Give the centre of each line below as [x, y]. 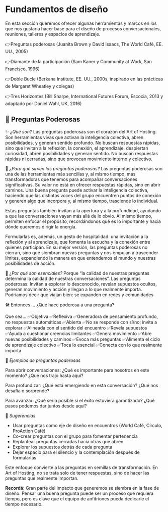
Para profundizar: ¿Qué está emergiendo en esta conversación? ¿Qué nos [82, 385]
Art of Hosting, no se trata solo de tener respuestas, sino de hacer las [77, 473]
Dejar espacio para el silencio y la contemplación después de [76, 452]
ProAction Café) [29, 431]
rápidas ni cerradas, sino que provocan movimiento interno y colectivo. [79, 159]
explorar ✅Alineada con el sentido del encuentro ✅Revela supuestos [76, 328]
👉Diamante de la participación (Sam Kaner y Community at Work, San [78, 61]
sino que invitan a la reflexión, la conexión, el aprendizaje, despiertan [77, 148]
